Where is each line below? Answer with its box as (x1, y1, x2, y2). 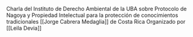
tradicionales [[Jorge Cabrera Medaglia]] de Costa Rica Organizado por (6, 18, 186, 25)
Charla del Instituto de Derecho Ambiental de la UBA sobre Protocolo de (6, 5, 187, 12)
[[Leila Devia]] (6, 24, 42, 32)
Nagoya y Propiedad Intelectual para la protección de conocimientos (6, 12, 178, 19)
